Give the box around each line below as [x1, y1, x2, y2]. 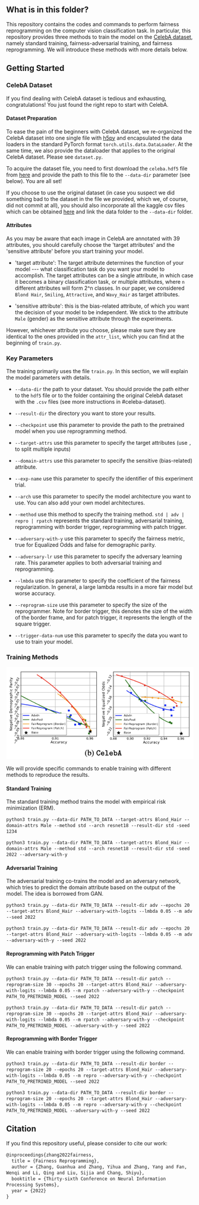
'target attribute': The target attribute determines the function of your [14, 259, 184, 266]
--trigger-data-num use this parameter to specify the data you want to [14, 632, 188, 639]
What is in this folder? [6, 5, 89, 15]
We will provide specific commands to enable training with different [6, 765, 171, 772]
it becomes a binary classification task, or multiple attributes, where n [14, 278, 185, 285]
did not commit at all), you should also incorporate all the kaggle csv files [6, 202, 185, 209]
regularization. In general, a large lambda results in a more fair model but [14, 584, 193, 591]
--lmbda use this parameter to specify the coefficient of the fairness [14, 577, 181, 584]
